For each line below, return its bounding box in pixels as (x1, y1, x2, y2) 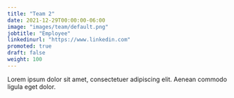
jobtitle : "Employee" (7, 29, 71, 37)
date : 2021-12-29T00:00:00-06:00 (7, 17, 106, 24)
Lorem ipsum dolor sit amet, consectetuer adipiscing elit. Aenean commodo (7, 75, 228, 83)
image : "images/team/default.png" (7, 23, 109, 30)
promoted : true (7, 43, 52, 50)
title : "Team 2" (7, 10, 55, 17)
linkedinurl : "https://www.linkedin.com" (7, 36, 131, 43)
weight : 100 (7, 56, 42, 63)
